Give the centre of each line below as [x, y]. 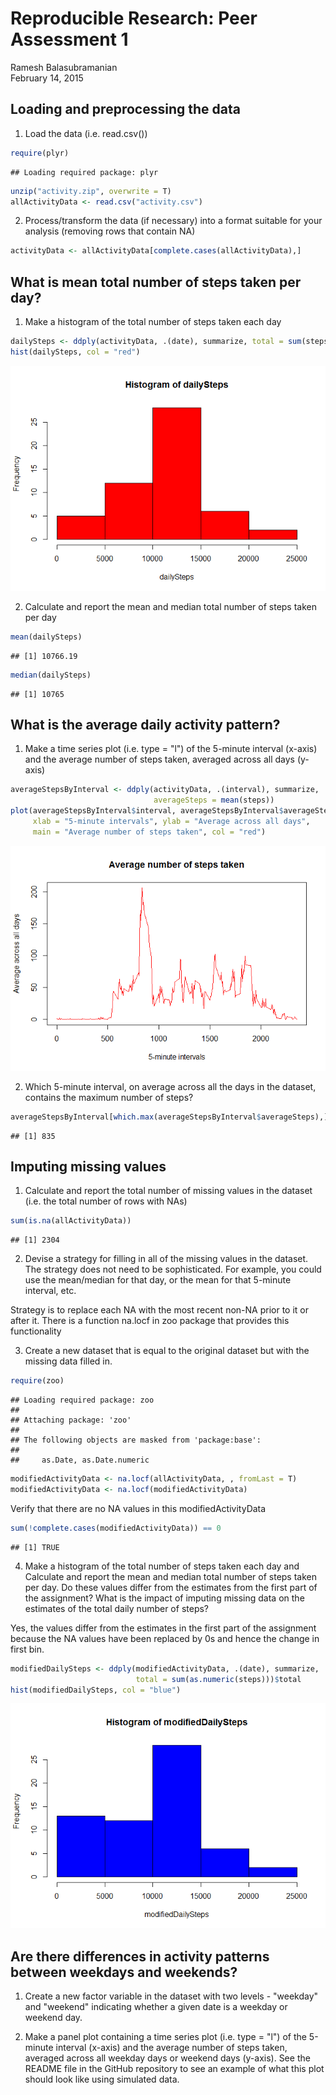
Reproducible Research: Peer [134, 18]
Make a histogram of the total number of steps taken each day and [162, 1566]
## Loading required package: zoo [82, 1400]
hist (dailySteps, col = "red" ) [75, 352]
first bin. [27, 1649]
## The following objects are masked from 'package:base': [136, 1440]
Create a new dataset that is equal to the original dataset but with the [167, 1351]
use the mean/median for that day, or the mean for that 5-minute [158, 1280]
